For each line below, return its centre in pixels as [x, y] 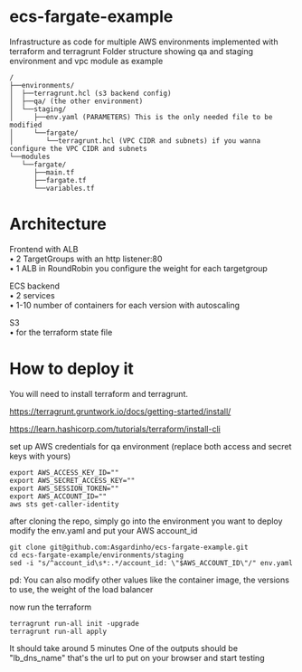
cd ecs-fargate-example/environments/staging [96, 555]
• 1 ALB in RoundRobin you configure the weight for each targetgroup [139, 268]
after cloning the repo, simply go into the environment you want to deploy [146, 521]
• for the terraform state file [61, 332]
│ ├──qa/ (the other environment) [76, 101]
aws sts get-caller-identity [64, 504]
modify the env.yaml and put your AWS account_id [104, 530]
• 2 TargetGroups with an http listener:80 [86, 259]
